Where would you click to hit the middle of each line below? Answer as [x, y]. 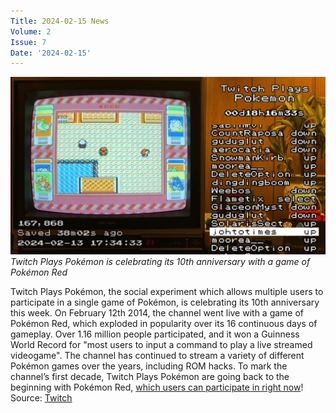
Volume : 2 [31, 31]
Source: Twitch [41, 397]
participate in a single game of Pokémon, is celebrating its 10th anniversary [165, 302]
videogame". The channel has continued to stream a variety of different [157, 355]
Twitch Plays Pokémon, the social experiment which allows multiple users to [167, 291]
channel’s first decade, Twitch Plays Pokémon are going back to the [150, 376]
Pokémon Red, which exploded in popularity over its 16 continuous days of [164, 323]
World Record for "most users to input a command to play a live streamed [161, 344]
